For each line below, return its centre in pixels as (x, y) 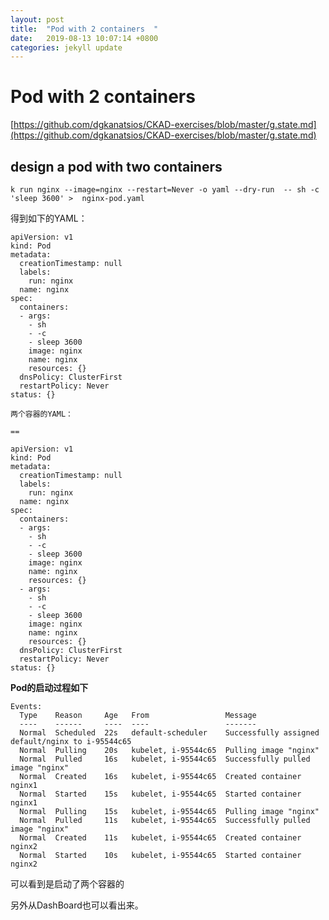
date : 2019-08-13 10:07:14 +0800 (84, 38)
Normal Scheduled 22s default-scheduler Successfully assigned (169, 733)
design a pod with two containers (116, 166)
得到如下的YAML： (49, 218)
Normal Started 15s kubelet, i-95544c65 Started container (160, 794)
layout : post (37, 19)
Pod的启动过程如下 (49, 687)
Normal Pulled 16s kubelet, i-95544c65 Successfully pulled (165, 759)
